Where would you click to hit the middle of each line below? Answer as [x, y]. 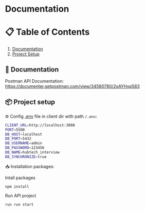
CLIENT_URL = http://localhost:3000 [40, 125]
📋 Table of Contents [47, 32]
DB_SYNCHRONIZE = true [26, 157]
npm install [17, 186]
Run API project [21, 195]
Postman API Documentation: [35, 81]
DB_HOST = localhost [24, 134]
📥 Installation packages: [30, 166]
